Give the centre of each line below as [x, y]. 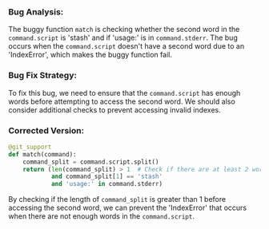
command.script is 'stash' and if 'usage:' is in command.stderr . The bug [123, 38]
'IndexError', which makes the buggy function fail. [90, 55]
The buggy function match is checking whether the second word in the [124, 30]
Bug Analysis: [36, 12]
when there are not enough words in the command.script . [101, 216]
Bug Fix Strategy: [43, 76]
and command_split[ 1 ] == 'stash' [106, 177]
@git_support [30, 147]
